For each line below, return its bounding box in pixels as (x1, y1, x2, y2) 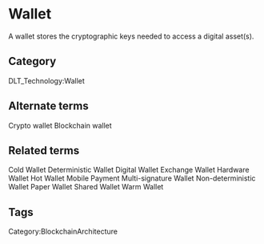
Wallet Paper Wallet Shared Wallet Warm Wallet (8, 182, 164, 192)
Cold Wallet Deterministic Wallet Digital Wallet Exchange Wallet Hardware (8, 165, 250, 175)
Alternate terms (8, 100, 90, 113)
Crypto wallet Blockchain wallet (8, 120, 112, 130)
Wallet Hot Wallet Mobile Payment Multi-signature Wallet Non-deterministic (8, 173, 256, 183)
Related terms (8, 144, 80, 157)
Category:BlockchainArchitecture (8, 226, 118, 237)
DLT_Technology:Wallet (8, 75, 86, 85)
